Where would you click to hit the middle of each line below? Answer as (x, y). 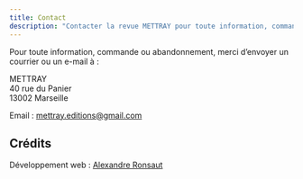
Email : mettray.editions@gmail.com (76, 115)
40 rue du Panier (41, 88)
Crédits (31, 143)
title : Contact (38, 18)
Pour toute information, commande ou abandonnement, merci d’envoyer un (149, 51)
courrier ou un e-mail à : (54, 61)
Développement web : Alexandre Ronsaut (86, 165)
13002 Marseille (39, 98)
